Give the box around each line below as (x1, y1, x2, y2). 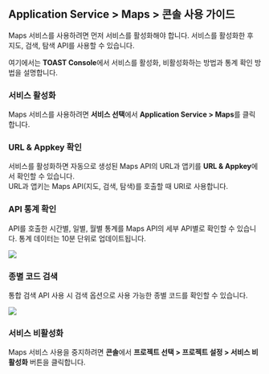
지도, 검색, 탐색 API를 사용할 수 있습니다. (8, 40, 135, 50)
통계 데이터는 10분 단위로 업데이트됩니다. (18, 233, 147, 243)
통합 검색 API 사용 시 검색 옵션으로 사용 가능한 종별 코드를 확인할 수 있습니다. (8, 290, 248, 300)
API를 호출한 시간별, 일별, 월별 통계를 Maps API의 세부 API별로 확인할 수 (8, 224, 235, 233)
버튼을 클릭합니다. (29, 357, 86, 368)
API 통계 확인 (8, 203, 57, 215)
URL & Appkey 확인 (8, 142, 82, 153)
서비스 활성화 (8, 89, 56, 101)
